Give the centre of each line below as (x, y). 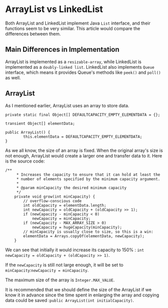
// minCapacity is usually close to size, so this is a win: (89, 232)
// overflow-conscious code (52, 201)
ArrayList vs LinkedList (54, 9)
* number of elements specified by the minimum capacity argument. (88, 179)
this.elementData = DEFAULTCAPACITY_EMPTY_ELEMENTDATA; (83, 136)
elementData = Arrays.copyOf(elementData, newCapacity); (84, 236)
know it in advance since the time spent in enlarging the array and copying (82, 295)
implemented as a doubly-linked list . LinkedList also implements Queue (80, 67)
